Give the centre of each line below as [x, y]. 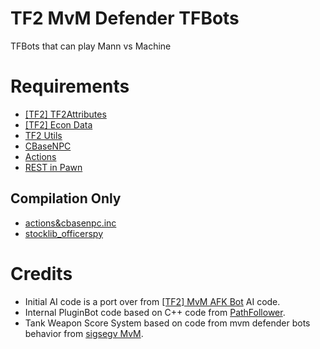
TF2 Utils [43, 135]
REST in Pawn [53, 167]
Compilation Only [66, 198]
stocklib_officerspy [64, 233]
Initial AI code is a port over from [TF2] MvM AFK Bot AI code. [152, 301]
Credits [41, 273]
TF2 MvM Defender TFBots [125, 18]
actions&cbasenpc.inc [70, 223]
